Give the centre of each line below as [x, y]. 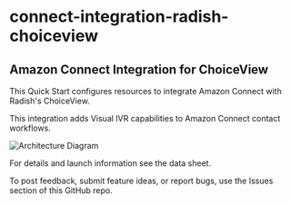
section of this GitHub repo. [61, 190]
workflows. [30, 128]
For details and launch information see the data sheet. [110, 163]
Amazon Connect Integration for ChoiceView [139, 69]
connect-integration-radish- [119, 17]
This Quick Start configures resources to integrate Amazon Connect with [145, 91]
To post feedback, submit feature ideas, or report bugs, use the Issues [141, 181]
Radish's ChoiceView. [50, 101]
